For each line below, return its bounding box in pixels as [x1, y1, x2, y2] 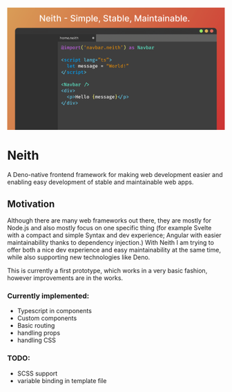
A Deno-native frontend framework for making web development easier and [7, 171, 223, 179]
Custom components [17, 314, 77, 322]
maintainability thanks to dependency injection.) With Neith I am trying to [7, 239, 214, 247]
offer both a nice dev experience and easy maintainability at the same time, [7, 246, 221, 254]
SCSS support [17, 369, 58, 377]
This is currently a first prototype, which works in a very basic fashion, [7, 267, 208, 275]
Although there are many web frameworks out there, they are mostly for [7, 216, 212, 225]
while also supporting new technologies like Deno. [7, 253, 151, 261]
